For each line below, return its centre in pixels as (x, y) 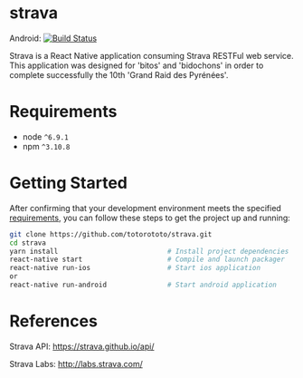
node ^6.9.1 (46, 136)
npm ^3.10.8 (46, 146)
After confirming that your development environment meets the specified (146, 208)
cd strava (28, 243)
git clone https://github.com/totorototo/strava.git (111, 234)
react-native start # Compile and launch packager (147, 260)
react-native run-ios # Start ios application (135, 268)
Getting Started (69, 183)
